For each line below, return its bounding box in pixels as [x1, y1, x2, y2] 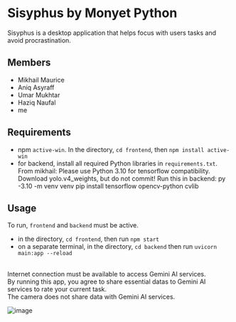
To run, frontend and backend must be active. [7, 221, 139, 230]
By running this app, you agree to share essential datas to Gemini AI [7, 277, 206, 286]
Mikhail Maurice [17, 75, 65, 84]
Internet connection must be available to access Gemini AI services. [7, 270, 206, 279]
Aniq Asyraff [17, 83, 55, 92]
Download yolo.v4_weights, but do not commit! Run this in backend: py [17, 174, 226, 183]
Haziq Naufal [17, 98, 56, 107]
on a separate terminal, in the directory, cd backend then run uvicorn [17, 242, 218, 251]
